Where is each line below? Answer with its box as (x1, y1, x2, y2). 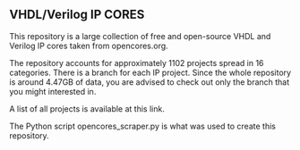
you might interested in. (9, 86, 97, 96)
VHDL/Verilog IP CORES (9, 7, 145, 22)
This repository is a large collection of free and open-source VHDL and (9, 30, 271, 41)
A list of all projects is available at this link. (9, 103, 166, 114)
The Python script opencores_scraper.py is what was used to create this (9, 121, 276, 131)
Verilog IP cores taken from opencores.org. (9, 40, 168, 51)
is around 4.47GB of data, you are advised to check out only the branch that (9, 76, 290, 87)
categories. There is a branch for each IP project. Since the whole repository (9, 67, 292, 78)
